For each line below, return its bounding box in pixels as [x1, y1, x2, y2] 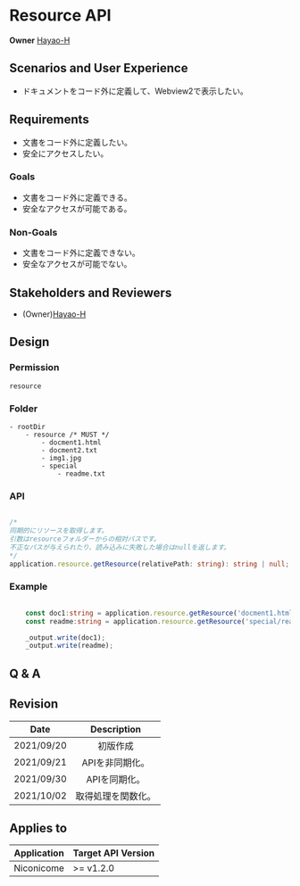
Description [90, 723, 141, 735]
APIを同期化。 [86, 773, 146, 785]
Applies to [9, 820, 68, 835]
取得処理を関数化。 [75, 790, 156, 802]
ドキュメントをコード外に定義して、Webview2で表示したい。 [21, 86, 248, 96]
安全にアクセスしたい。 [21, 148, 109, 159]
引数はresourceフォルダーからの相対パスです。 [9, 534, 161, 543]
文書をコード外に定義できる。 [21, 192, 132, 203]
